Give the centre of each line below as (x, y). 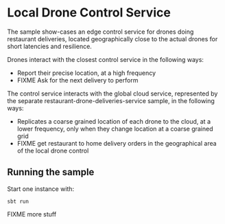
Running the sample (51, 172)
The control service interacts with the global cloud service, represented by (113, 93)
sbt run (18, 201)
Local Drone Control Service (89, 13)
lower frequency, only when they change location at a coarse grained (115, 128)
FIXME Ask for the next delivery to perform (78, 80)
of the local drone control (53, 150)
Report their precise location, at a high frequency (86, 73)
